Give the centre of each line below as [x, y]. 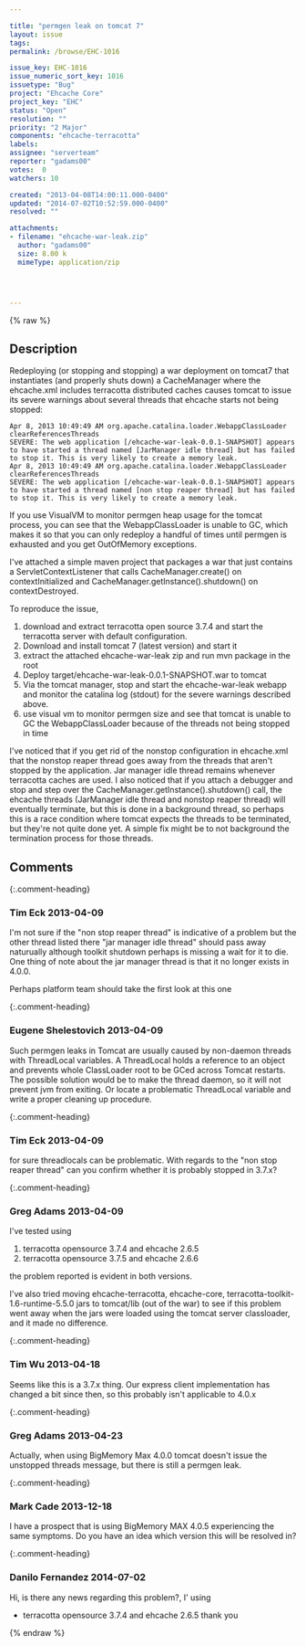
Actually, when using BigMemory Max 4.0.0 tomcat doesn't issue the [138, 1455]
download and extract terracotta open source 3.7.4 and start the [143, 627]
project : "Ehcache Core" [56, 93]
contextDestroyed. [44, 591]
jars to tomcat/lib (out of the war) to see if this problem [179, 1303]
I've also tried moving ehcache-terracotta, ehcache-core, [117, 1294]
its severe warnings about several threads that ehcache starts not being [144, 400]
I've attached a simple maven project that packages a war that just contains [151, 562]
